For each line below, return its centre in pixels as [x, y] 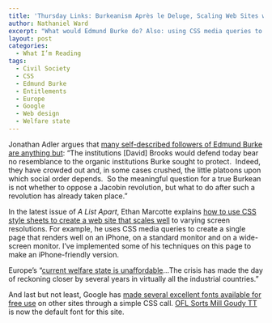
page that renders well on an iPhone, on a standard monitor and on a [123, 237]
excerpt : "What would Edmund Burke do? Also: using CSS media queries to [136, 31]
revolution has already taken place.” [68, 196]
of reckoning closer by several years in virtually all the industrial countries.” [134, 278]
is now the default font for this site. [66, 312]
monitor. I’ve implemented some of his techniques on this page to [142, 246]
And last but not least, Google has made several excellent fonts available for [135, 294]
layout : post [30, 38]
